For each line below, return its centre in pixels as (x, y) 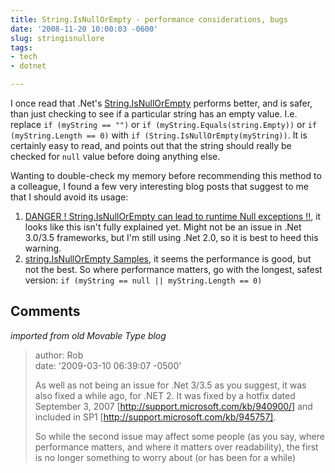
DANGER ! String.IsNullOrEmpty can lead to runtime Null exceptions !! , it (173, 216)
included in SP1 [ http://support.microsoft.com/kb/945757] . (155, 417)
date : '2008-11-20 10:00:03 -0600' (84, 29)
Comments (45, 311)
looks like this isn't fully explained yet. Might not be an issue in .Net (163, 227)
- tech (24, 57)
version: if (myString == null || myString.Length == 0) (143, 280)
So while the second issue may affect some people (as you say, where (179, 436)
